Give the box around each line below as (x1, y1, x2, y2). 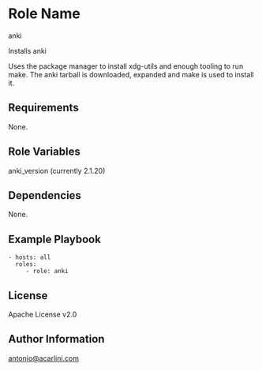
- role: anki (25, 268, 69, 275)
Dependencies (8, 189, 81, 202)
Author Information (8, 332, 105, 346)
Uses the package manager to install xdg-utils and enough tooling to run (8, 61, 244, 71)
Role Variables (8, 145, 80, 159)
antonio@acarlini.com (8, 353, 80, 363)
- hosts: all (8, 253, 51, 261)
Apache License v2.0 (8, 309, 77, 319)
